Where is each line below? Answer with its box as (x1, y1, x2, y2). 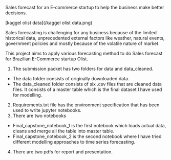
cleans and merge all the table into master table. (12, 128, 115, 134)
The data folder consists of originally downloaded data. (12, 76, 130, 81)
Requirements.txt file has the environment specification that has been (12, 102, 160, 108)
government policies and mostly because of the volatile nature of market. (5, 40, 160, 47)
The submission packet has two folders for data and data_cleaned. (12, 66, 154, 72)
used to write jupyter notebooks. (12, 107, 82, 113)
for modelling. (12, 92, 42, 98)
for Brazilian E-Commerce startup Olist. (5, 56, 89, 62)
